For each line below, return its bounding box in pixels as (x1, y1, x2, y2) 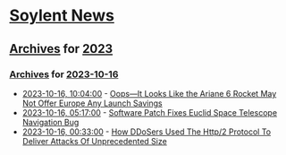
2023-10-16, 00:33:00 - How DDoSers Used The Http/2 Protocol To (21, 126, 271, 137)
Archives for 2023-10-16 (9, 68, 119, 81)
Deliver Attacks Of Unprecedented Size (21, 135, 167, 146)
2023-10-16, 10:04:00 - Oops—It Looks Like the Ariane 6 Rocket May (21, 88, 277, 99)
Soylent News (9, 5, 114, 26)
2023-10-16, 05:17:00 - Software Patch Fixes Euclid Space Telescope (21, 107, 278, 117)
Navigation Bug (21, 116, 80, 127)
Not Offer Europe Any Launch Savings (21, 98, 163, 108)
